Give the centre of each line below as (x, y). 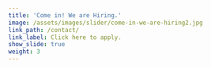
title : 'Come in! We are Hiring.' (65, 15)
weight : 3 (24, 52)
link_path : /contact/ (44, 30)
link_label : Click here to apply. (65, 37)
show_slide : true (37, 45)
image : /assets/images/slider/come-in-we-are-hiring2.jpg (105, 23)
